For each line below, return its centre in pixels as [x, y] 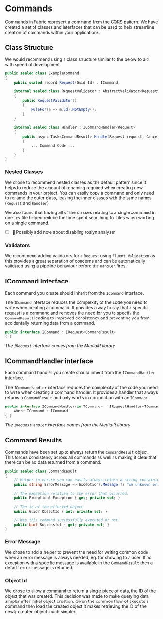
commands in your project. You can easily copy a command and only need [80, 193]
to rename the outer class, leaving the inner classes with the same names [78, 198]
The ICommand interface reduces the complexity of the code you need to [76, 302]
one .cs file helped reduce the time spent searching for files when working [80, 217]
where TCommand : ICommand [41, 411]
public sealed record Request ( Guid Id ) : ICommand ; [67, 82]
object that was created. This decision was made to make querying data [77, 596]
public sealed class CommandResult [41, 471]
